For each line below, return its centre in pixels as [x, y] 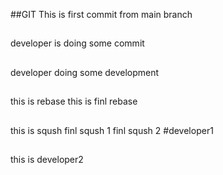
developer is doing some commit [77, 43]
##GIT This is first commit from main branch [101, 14]
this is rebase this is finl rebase [74, 101]
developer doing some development [85, 72]
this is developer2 [47, 159]
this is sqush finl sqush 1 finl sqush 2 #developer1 [112, 130]
